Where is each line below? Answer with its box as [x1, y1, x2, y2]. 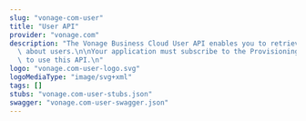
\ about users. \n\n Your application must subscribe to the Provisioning [17, 47, 300, 56]
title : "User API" [9, 22, 79, 31]
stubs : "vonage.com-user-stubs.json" [9, 89, 153, 98]
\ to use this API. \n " [17, 55, 104, 65]
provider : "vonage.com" [9, 30, 100, 39]
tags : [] [9, 81, 43, 90]
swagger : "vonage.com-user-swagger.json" [9, 97, 169, 107]
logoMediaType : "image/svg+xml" [9, 73, 132, 82]
